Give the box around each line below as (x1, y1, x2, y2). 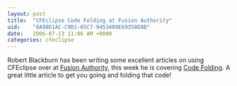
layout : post (7, 10, 46, 18)
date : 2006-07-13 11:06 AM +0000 (7, 30, 112, 37)
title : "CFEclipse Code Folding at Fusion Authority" (7, 17, 173, 24)
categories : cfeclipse (7, 37, 74, 44)
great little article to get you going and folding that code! (7, 71, 172, 80)
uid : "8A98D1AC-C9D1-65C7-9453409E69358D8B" (7, 23, 151, 30)
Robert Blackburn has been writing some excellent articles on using (7, 56, 204, 64)
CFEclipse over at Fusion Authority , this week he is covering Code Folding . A (7, 63, 231, 72)
